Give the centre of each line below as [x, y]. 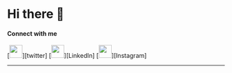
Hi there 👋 [36, 14]
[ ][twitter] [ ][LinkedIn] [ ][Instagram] [77, 56]
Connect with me [32, 33]
